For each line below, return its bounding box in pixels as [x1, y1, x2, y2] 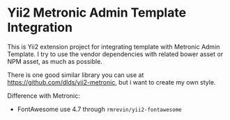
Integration [7, 19, 73, 35]
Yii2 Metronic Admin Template [7, 5, 187, 21]
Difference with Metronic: [7, 92, 80, 100]
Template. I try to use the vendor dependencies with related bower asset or [7, 50, 224, 58]
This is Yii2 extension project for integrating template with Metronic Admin [7, 42, 220, 51]
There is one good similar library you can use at [7, 71, 144, 79]
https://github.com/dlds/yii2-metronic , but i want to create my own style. [7, 78, 216, 86]
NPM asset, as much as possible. [7, 57, 102, 65]
